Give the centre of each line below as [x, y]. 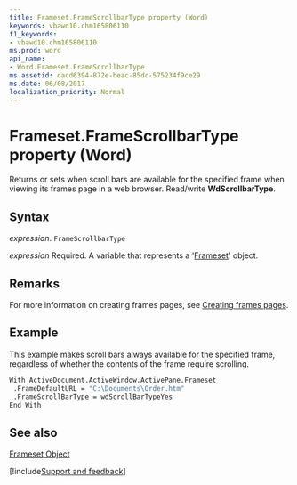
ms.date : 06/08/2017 [48, 84]
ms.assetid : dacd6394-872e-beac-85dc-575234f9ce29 [105, 76]
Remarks [35, 283]
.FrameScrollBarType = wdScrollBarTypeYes [93, 397]
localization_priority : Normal [67, 92]
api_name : [28, 59]
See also [33, 432]
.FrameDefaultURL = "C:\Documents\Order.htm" [99, 388]
